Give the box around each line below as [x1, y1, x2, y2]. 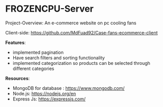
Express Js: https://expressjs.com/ [12, 96, 86, 102]
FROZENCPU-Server [5, 3, 94, 15]
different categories [12, 65, 55, 72]
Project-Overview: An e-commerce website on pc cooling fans [5, 20, 137, 26]
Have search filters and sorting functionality [12, 54, 105, 61]
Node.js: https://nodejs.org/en [12, 90, 76, 96]
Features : [5, 39, 26, 46]
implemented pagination [12, 49, 64, 55]
